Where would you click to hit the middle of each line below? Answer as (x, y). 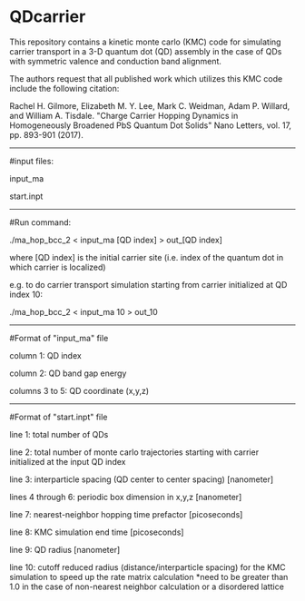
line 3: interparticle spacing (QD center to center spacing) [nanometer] (142, 479)
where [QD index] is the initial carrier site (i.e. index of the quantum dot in (147, 257)
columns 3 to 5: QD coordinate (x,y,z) (79, 390)
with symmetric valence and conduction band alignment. (116, 61)
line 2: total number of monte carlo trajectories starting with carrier (134, 452)
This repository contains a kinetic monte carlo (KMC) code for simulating (145, 42)
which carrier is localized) (58, 267)
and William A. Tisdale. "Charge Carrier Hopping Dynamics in (124, 115)
